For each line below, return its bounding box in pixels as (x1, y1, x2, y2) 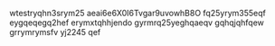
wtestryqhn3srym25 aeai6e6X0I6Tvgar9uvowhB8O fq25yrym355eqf (9, 8, 267, 18)
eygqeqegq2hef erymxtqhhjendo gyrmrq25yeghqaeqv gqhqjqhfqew (9, 17, 265, 28)
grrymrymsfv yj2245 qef (9, 27, 101, 37)
